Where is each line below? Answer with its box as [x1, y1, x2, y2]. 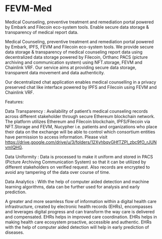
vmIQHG [5, 144, 22, 150]
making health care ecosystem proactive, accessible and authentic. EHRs [5, 219, 152, 225]
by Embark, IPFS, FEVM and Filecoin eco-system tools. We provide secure [5, 44, 154, 50]
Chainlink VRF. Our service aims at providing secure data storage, [5, 64, 137, 70]
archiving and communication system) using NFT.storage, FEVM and [5, 59, 143, 65]
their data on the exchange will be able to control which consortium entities [5, 129, 155, 135]
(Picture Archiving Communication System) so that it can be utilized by [5, 159, 146, 165]
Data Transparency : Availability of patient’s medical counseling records [5, 108, 148, 114]
